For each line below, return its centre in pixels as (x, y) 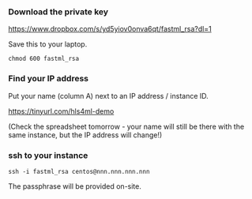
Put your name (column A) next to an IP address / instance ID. (109, 96)
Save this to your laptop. (48, 44)
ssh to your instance (48, 155)
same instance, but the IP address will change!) (85, 135)
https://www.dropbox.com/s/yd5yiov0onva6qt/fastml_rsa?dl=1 (110, 29)
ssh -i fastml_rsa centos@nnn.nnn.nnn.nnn (79, 171)
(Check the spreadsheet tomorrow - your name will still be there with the (126, 126)
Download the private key (58, 12)
